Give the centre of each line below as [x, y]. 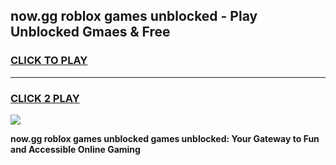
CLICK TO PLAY [49, 61]
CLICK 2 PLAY [45, 98]
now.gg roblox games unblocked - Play [134, 16]
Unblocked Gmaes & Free [90, 32]
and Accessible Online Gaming [75, 149]
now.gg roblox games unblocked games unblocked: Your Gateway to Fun [165, 138]
